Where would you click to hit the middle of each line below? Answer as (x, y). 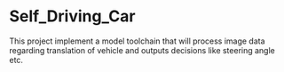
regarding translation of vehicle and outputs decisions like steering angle (142, 50)
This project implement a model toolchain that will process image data (137, 41)
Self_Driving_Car (72, 16)
